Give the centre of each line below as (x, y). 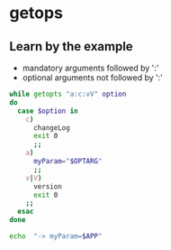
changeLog (51, 128)
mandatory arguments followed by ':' (90, 68)
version (48, 186)
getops (36, 13)
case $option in (48, 111)
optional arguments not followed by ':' (93, 78)
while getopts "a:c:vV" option (68, 94)
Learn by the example (71, 46)
